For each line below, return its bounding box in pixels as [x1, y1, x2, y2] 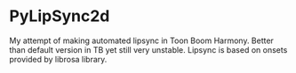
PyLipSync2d [9, 6, 110, 26]
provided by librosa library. [9, 54, 108, 64]
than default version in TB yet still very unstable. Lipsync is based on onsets [9, 44, 288, 55]
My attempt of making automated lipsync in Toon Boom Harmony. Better [9, 35, 274, 46]
